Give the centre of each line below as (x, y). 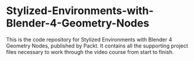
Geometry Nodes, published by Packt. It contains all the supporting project (97, 46)
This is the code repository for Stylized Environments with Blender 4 (89, 39)
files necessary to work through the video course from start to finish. (90, 52)
